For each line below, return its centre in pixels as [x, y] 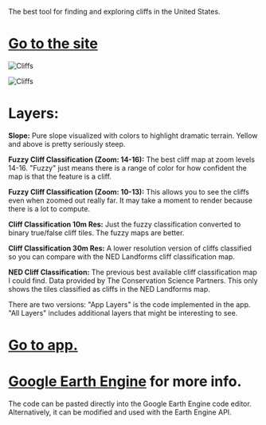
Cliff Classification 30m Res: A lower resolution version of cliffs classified [130, 248]
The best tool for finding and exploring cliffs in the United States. [114, 12]
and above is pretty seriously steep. [67, 144]
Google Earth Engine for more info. [125, 382]
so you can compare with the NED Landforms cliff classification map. [121, 256]
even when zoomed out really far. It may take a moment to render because [131, 200]
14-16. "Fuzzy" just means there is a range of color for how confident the [127, 167]
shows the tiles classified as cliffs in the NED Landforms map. [110, 289]
